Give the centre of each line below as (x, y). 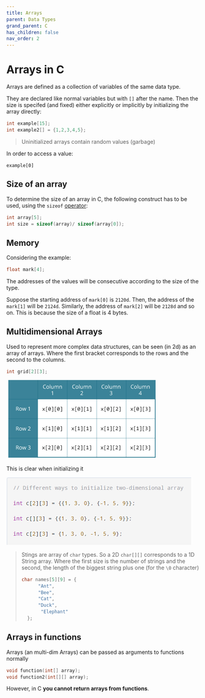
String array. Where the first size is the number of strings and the (103, 561)
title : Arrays (24, 13)
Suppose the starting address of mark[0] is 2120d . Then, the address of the (100, 300)
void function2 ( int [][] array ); (47, 677)
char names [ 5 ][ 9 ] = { (49, 579)
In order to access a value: (40, 154)
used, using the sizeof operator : (47, 206)
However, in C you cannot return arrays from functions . (78, 689)
